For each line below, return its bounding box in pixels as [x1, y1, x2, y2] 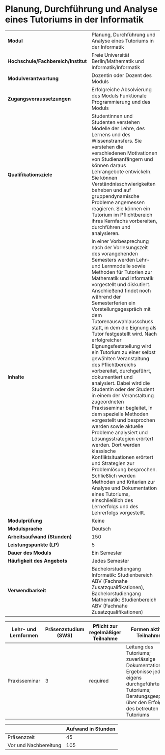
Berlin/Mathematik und [91, 58, 144, 65]
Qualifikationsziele [7, 171, 53, 178]
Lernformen [9, 632, 38, 639]
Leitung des [126, 643, 154, 650]
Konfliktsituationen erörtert [91, 453, 154, 460]
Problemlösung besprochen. [91, 466, 157, 473]
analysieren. [91, 229, 120, 236]
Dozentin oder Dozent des [91, 72, 152, 78]
